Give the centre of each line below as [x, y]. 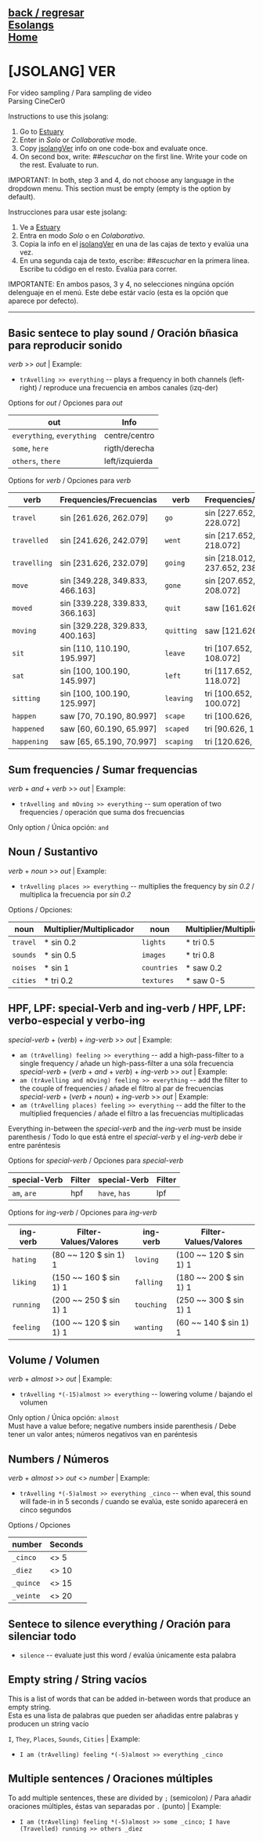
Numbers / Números [59, 1459]
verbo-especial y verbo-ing [77, 1021]
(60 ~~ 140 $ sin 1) [213, 1322]
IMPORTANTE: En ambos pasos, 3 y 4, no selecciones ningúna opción [121, 284]
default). [22, 197]
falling [148, 1282]
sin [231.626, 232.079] [104, 563]
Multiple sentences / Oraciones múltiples [111, 1779]
